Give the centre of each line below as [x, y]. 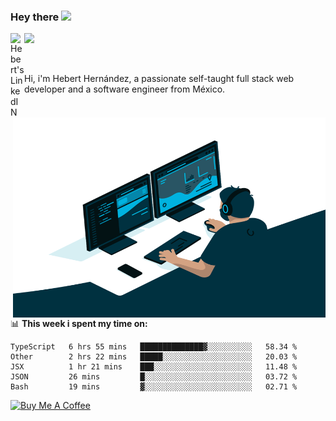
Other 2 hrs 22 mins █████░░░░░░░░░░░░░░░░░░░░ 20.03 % [154, 357]
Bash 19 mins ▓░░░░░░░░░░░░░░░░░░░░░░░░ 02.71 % [154, 387]
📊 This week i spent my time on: [79, 324]
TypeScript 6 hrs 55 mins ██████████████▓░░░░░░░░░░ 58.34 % [154, 347]
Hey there [35, 17]
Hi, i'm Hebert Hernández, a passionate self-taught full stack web [159, 79]
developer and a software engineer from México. [125, 89]
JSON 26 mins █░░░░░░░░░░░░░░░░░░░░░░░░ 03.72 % [154, 377]
